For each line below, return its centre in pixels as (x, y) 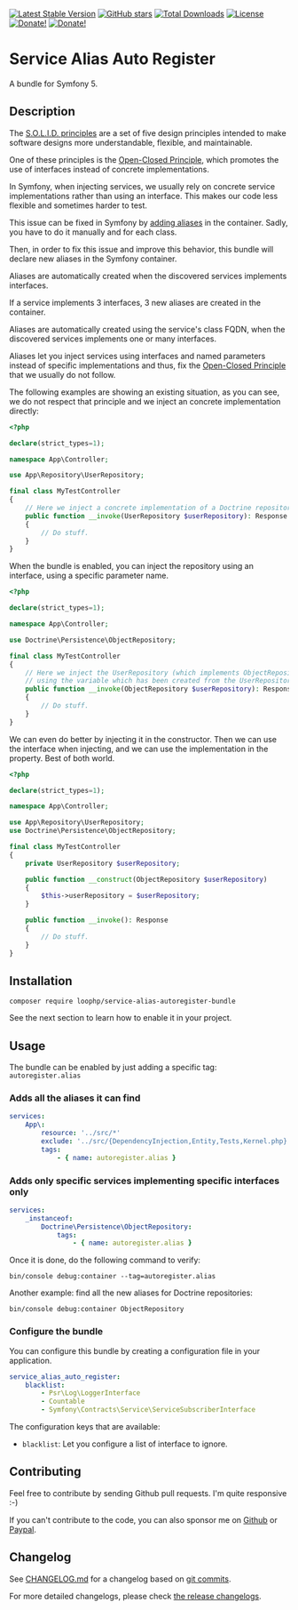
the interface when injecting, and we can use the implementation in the (139, 749)
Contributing (45, 1472)
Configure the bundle (56, 1332)
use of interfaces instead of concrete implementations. (110, 169)
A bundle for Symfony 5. (54, 84)
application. (31, 1360)
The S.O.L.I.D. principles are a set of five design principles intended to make (148, 132)
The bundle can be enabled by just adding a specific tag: (113, 1068)
